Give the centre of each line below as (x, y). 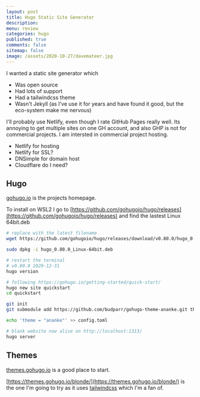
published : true (26, 39)
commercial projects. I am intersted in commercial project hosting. (87, 134)
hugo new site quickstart (38, 288)
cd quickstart (24, 293)
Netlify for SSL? (34, 152)
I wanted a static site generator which (52, 73)
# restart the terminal (36, 260)
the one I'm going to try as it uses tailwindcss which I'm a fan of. (85, 387)
